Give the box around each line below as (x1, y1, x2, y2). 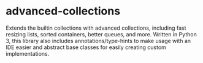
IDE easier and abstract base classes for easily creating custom (6, 44, 167, 51)
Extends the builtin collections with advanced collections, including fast (6, 24, 186, 31)
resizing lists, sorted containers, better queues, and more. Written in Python (6, 30, 197, 38)
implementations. (6, 50, 50, 57)
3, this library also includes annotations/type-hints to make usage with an (6, 37, 191, 44)
